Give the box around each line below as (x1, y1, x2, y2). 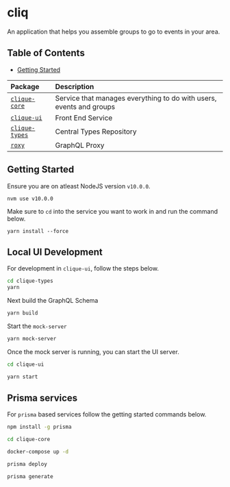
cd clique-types (7, 277, 53, 285)
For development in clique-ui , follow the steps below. (7, 264, 159, 273)
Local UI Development (7, 246, 103, 258)
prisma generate (7, 473, 53, 480)
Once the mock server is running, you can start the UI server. (7, 347, 179, 355)
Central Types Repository (55, 127, 137, 136)
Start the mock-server (7, 322, 67, 330)
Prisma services (7, 392, 78, 404)
